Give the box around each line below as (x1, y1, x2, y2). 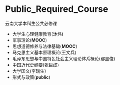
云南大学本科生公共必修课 (5, 20, 57, 26)
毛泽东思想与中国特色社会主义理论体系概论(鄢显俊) (12, 55, 116, 61)
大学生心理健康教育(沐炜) (12, 31, 64, 37)
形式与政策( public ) (12, 74, 51, 80)
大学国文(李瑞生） (12, 68, 49, 74)
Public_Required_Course (5, 3, 109, 15)
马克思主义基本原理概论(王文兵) (12, 49, 77, 55)
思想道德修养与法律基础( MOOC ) (12, 43, 78, 49)
